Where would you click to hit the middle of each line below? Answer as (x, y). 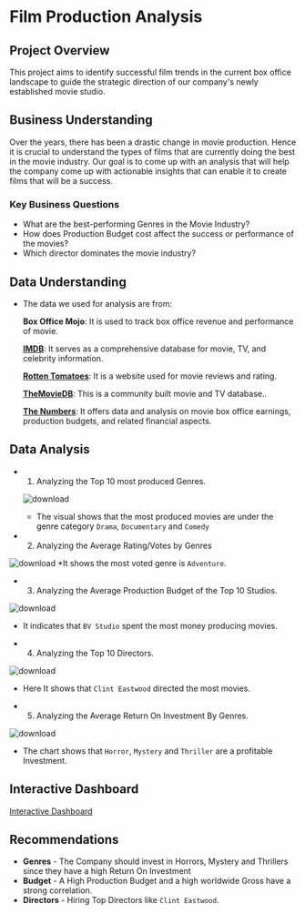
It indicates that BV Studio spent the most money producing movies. (150, 625)
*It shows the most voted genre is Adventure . (142, 563)
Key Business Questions (65, 204)
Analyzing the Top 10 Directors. (95, 653)
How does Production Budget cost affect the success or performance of (158, 234)
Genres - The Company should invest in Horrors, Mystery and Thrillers (155, 861)
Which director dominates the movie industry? (109, 253)
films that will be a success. (61, 180)
